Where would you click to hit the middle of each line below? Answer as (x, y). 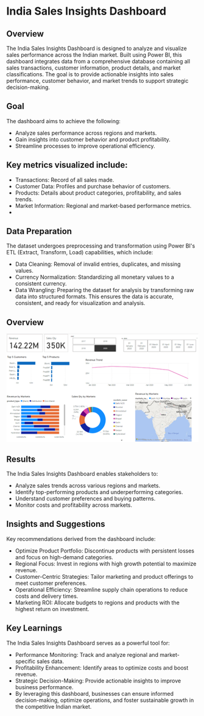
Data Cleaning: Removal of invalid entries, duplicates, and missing (98, 264)
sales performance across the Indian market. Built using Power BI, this (94, 55)
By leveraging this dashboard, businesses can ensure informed (94, 693)
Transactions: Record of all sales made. (65, 180)
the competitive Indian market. (53, 706)
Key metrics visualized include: (67, 165)
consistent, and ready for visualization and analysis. (80, 303)
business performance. (44, 687)
